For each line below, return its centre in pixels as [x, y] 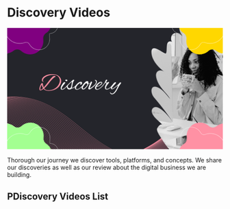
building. [20, 175]
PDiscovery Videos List [58, 196]
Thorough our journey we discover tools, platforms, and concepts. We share [115, 160]
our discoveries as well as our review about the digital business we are [107, 168]
